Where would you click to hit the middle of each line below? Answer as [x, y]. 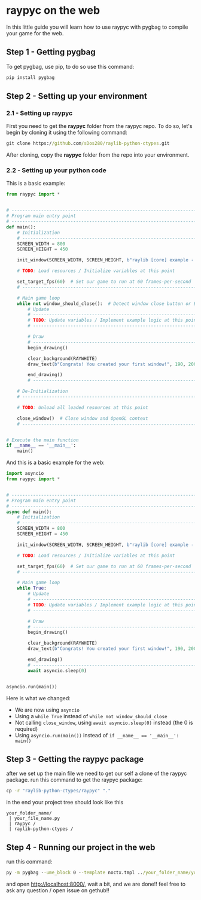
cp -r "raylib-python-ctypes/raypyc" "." [59, 791]
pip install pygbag [31, 77]
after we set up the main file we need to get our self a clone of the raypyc [97, 774]
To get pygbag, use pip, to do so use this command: [70, 66]
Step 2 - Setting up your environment [77, 96]
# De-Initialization [42, 391]
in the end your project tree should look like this [65, 803]
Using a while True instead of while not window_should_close [91, 716]
